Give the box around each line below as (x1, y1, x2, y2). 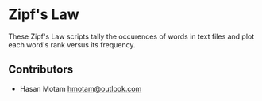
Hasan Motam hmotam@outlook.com (19, 84, 142, 93)
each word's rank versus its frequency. (8, 39, 136, 49)
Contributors (8, 63, 74, 77)
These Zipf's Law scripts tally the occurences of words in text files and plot (8, 32, 255, 41)
